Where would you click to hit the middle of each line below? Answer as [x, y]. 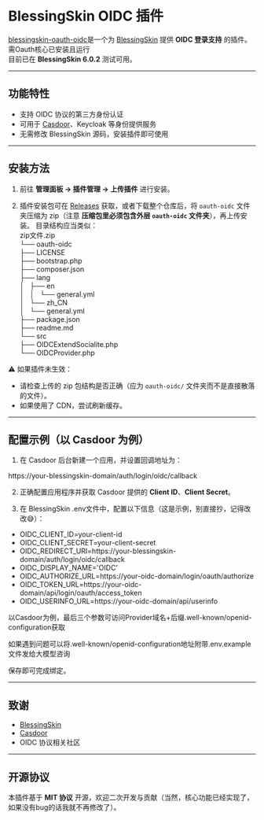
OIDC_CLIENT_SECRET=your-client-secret [88, 543]
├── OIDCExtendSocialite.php [69, 344]
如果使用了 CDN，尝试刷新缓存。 [73, 405]
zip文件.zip [37, 235]
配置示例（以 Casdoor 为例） [79, 440]
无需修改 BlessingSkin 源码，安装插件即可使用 [94, 134]
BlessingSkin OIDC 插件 [86, 16]
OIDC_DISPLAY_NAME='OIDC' [69, 568]
